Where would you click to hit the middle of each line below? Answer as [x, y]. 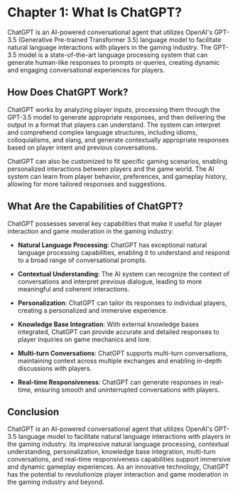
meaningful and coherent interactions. [74, 289]
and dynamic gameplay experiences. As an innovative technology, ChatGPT [118, 467]
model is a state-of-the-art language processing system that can [113, 55]
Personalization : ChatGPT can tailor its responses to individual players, [122, 303]
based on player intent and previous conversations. [82, 147]
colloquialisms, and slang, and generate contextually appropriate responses [118, 140]
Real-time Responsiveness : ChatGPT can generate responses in [113, 382]
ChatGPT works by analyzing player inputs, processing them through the [114, 109]
